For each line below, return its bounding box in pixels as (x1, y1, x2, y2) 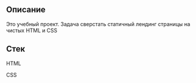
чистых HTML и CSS (6, 27, 58, 34)
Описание (6, 5, 46, 15)
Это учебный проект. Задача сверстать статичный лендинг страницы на (6, 20, 191, 27)
